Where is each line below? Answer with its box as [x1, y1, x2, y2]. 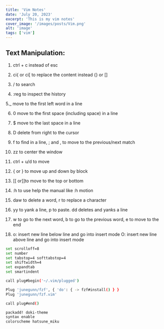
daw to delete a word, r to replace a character [12, 197, 107, 203]
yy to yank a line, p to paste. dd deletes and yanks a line [12, 207, 128, 213]
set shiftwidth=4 [5, 260, 42, 265]
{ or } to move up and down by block [12, 168, 88, 174]
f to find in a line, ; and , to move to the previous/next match [12, 139, 136, 145]
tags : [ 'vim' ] [5, 30, 35, 35]
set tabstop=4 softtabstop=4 [5, 255, 66, 260]
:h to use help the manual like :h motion [12, 187, 93, 193]
